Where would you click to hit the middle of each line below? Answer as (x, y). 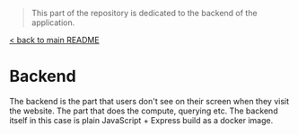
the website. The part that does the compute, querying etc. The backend (144, 111)
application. (53, 22)
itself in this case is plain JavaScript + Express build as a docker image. (141, 120)
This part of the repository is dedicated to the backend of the (144, 13)
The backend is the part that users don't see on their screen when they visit (149, 101)
